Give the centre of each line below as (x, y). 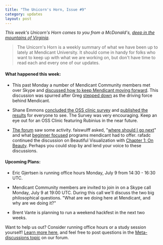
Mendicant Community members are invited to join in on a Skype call (81, 187)
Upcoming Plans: (23, 162)
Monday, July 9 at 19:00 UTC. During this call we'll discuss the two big (83, 192)
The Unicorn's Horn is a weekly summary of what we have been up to (87, 47)
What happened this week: (33, 74)
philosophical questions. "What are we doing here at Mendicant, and (81, 198)
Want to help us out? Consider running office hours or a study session (76, 227)
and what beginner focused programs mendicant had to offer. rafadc (81, 135)
